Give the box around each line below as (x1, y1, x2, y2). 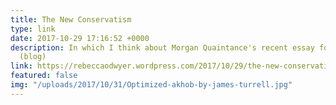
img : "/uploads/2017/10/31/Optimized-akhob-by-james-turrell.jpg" (10, 80, 293, 90)
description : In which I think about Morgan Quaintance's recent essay (10, 42, 315, 53)
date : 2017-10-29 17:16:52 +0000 (10, 33, 150, 43)
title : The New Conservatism (10, 14, 132, 25)
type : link (10, 24, 56, 34)
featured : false (10, 71, 78, 81)
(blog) (19, 52, 47, 62)
